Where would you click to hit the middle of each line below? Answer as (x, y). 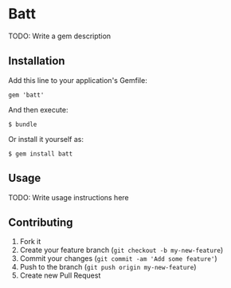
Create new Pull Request (60, 275)
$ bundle (23, 124)
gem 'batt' (26, 95)
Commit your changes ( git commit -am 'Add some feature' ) (118, 258)
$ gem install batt (41, 154)
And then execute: (38, 109)
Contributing (41, 222)
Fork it (30, 242)
